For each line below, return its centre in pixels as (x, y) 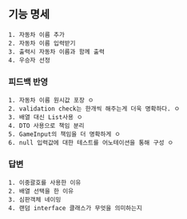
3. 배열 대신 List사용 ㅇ (46, 117)
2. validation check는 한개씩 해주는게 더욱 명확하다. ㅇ (94, 109)
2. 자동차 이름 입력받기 (42, 43)
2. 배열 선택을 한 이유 (41, 191)
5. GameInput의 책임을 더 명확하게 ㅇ (64, 134)
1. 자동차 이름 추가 (37, 34)
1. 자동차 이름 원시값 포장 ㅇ (51, 101)
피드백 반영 (28, 82)
